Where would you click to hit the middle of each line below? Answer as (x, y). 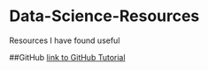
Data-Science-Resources (104, 16)
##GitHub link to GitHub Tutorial (67, 57)
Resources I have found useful (65, 40)
